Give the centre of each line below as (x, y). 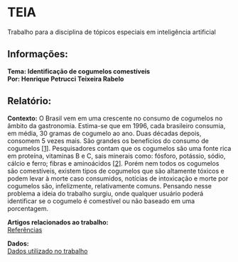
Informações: (38, 54)
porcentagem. (28, 208)
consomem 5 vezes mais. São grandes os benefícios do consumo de (108, 141)
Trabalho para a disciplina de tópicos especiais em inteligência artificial (112, 32)
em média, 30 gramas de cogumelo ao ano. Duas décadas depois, (104, 133)
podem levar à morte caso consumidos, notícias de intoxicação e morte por (118, 178)
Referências (25, 229)
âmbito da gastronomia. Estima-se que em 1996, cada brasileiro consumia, (117, 125)
